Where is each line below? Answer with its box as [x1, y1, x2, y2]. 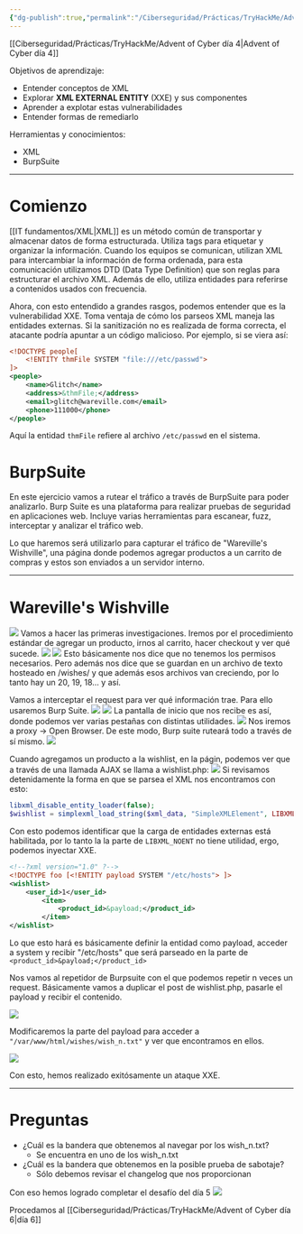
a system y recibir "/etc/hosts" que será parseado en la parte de [9, 947, 249, 958]
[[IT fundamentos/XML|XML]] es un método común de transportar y [9, 226, 262, 236]
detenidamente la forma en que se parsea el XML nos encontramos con [9, 774, 276, 785]
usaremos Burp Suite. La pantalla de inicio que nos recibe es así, [9, 705, 272, 716]
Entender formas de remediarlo [22, 111, 139, 122]
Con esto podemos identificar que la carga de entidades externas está [9, 826, 271, 837]
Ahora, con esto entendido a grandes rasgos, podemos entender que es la [9, 300, 286, 311]
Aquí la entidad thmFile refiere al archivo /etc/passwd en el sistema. [9, 430, 261, 441]
